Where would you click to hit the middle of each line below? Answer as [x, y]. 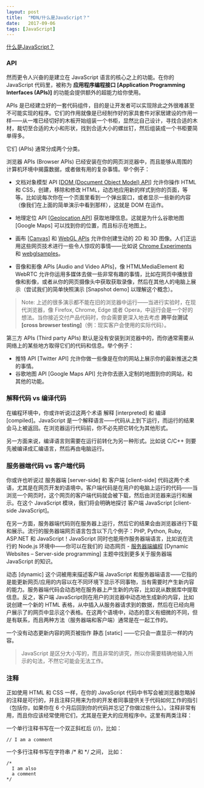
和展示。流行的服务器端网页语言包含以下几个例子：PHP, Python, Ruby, [94, 531]
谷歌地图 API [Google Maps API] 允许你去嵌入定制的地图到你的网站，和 [104, 373]
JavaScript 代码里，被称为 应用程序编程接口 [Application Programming [96, 85]
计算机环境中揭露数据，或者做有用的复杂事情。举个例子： [78, 169]
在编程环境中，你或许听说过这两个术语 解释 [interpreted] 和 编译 [86, 413]
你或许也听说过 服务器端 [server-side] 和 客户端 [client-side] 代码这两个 [95, 480]
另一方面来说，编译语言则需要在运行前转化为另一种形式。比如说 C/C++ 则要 [101, 441]
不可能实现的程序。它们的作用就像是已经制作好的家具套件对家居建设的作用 [99, 112]
